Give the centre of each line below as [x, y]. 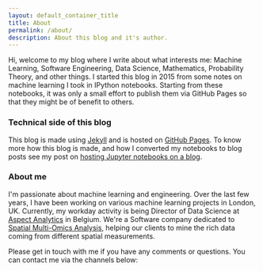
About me [28, 177]
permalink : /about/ [40, 30]
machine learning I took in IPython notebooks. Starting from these [116, 85]
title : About [30, 23]
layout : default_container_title [63, 15]
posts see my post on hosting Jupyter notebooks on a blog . [105, 156]
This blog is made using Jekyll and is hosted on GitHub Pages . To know [125, 140]
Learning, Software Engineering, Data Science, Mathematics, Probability [126, 69]
